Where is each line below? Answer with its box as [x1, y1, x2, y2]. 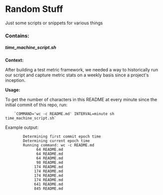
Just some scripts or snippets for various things [5, 20, 103, 26]
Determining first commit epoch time [23, 134, 101, 139]
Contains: [5, 32, 30, 39]
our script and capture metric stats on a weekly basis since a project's [5, 72, 149, 78]
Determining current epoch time [23, 138, 90, 143]
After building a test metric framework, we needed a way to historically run [5, 66, 158, 72]
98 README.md [36, 160, 64, 165]
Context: [5, 57, 24, 63]
